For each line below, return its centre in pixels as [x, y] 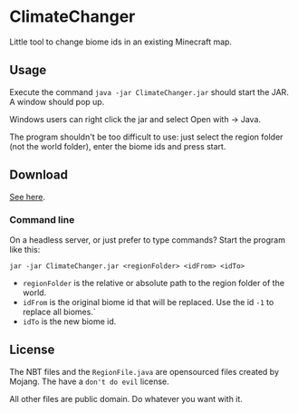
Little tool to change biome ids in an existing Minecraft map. [121, 42]
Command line [42, 220]
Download [38, 175]
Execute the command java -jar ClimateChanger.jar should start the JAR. [149, 91]
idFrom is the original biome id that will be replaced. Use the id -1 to [148, 302]
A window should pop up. [57, 101]
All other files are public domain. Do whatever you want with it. [126, 399]
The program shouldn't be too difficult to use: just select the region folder [146, 137]
